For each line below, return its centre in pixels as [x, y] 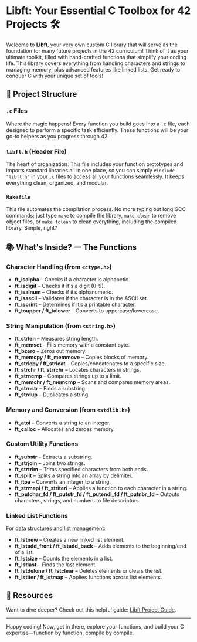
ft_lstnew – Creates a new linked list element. [69, 540]
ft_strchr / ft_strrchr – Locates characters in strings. [78, 370]
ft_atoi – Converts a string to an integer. [62, 423]
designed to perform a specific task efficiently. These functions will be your [97, 130]
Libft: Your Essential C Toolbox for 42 [98, 11]
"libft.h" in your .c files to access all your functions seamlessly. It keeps [95, 176]
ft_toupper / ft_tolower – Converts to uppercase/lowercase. [87, 310]
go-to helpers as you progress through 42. [58, 136]
